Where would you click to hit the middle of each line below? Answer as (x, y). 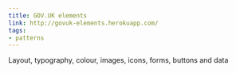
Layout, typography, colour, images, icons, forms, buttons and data (118, 60)
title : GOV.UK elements (48, 15)
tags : (17, 30)
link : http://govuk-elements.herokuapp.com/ (83, 23)
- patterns (26, 38)
